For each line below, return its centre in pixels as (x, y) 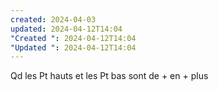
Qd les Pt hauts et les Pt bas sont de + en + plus (109, 76)
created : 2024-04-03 (53, 19)
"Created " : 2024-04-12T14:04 (73, 38)
